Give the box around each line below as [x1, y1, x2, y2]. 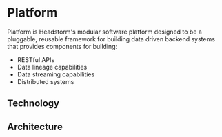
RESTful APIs [17, 55, 55, 63]
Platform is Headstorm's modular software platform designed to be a [7, 28, 202, 36]
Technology [7, 98, 60, 109]
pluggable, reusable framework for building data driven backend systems [7, 34, 216, 43]
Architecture [7, 120, 63, 132]
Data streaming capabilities [17, 70, 95, 78]
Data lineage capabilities [17, 63, 88, 71]
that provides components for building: [7, 42, 118, 50]
